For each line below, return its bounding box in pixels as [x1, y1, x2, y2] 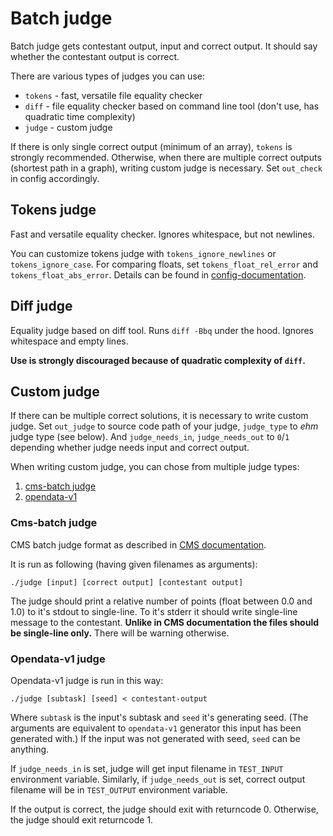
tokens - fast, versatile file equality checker [24, 89, 203, 101]
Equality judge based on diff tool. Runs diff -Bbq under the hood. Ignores [10, 324, 314, 336]
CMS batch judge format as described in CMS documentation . [10, 538, 267, 551]
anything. [10, 743, 50, 755]
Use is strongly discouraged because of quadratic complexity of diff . [10, 354, 306, 366]
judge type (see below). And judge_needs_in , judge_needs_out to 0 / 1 [10, 431, 290, 443]
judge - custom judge [24, 121, 113, 133]
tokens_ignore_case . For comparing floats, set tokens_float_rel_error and [10, 258, 318, 270]
